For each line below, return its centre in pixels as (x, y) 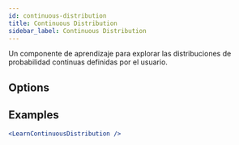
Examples (34, 115)
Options (29, 87)
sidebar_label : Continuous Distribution (78, 31)
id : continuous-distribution (58, 16)
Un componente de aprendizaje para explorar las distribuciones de (120, 54)
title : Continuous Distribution (63, 23)
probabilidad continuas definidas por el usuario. (88, 62)
